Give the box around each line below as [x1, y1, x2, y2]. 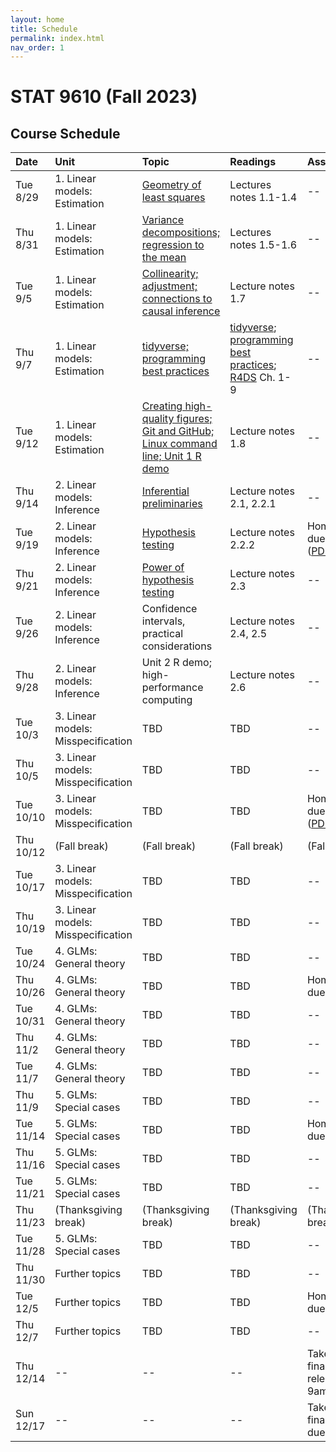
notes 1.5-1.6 [229, 238, 298, 252]
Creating [141, 399, 183, 413]
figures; [176, 412, 213, 426]
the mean [141, 251, 187, 265]
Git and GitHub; [141, 424, 215, 438]
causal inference [141, 304, 221, 318]
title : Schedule [10, 24, 78, 34]
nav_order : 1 [10, 42, 65, 53]
